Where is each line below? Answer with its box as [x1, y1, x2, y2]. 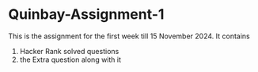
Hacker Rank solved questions [19, 46, 120, 56]
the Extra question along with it [19, 55, 121, 64]
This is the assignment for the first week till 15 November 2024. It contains [8, 31, 251, 41]
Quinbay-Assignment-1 [8, 5, 165, 23]
